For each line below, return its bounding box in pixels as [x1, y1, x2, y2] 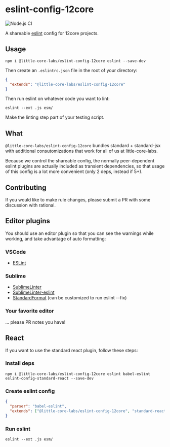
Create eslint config [5, 387, 55, 394]
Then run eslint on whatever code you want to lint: [5, 95, 110, 102]
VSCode [5, 248, 26, 255]
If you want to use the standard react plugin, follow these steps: [5, 347, 138, 353]
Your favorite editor [5, 307, 54, 315]
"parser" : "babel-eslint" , [10, 403, 67, 409]
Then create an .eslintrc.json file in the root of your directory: [5, 67, 138, 73]
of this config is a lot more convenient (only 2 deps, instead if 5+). [5, 168, 143, 175]
